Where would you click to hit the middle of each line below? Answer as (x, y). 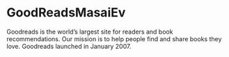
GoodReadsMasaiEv (66, 13)
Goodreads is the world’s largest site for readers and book (90, 32)
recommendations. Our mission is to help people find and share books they (114, 38)
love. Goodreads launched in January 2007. (69, 46)
